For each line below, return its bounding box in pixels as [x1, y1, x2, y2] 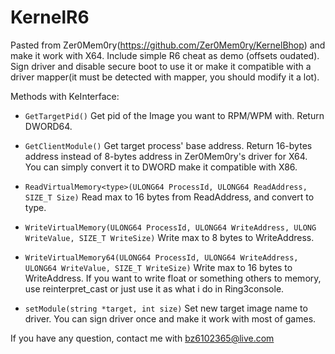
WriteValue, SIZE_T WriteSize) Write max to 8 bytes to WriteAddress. [24, 231, 315, 243]
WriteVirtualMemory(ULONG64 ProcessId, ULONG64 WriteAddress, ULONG [24, 222, 317, 233]
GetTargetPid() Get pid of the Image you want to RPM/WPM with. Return [24, 109, 325, 121]
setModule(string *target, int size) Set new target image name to [24, 302, 308, 314]
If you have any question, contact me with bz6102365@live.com [10, 332, 275, 344]
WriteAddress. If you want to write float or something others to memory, [24, 272, 322, 284]
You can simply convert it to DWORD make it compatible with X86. [24, 161, 298, 173]
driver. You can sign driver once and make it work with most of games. [24, 312, 317, 325]
